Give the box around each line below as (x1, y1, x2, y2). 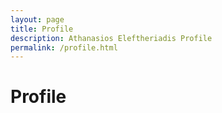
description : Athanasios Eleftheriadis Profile (10, 33, 213, 43)
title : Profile (10, 24, 74, 34)
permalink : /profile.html (10, 42, 118, 53)
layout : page (10, 14, 65, 25)
